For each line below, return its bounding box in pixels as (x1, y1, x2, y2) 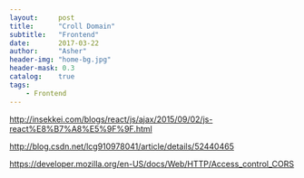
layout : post (9, 13, 75, 23)
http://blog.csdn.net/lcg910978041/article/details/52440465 (9, 141, 234, 152)
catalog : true (9, 72, 75, 81)
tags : (9, 80, 30, 89)
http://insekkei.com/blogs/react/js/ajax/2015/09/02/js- (9, 114, 213, 125)
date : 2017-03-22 (9, 38, 100, 48)
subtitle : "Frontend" (9, 30, 100, 39)
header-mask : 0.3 (9, 64, 75, 73)
